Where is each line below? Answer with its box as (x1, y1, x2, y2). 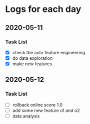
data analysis (12, 113, 40, 119)
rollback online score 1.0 (12, 102, 63, 108)
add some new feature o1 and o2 (12, 107, 80, 113)
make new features (12, 61, 52, 67)
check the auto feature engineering (12, 49, 85, 55)
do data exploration (12, 55, 53, 61)
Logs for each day (5, 3, 81, 15)
